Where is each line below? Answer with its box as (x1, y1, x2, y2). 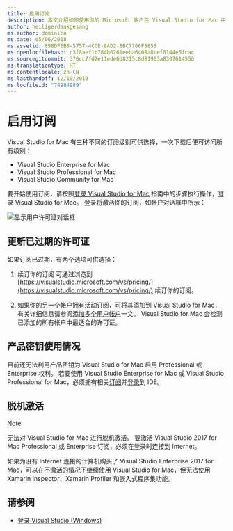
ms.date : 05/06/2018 (7, 36, 67, 43)
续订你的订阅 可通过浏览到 (17, 270, 93, 278)
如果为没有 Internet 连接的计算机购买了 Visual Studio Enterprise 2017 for (7, 457, 214, 465)
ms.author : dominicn (7, 29, 67, 37)
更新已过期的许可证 (7, 235, 90, 247)
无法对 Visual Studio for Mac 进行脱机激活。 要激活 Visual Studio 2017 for (7, 433, 218, 442)
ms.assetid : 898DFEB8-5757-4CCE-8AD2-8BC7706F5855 (7, 42, 157, 49)
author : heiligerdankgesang (7, 23, 89, 30)
